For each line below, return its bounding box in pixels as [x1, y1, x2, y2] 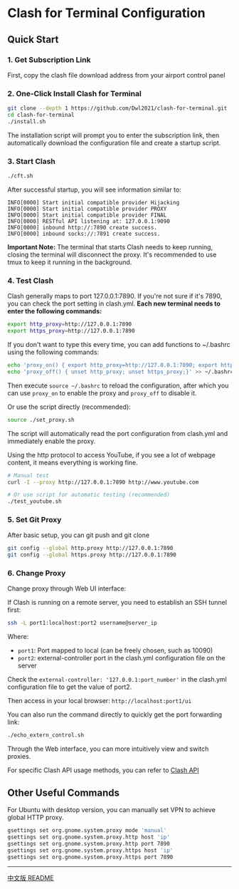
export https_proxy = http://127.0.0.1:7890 [7, 328, 135, 335]
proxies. [7, 752, 31, 761]
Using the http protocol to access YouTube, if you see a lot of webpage [7, 450, 216, 459]
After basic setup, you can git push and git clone [7, 531, 150, 539]
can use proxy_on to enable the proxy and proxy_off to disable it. [7, 388, 197, 397]
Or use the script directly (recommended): [7, 402, 132, 411]
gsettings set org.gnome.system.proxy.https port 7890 [7, 853, 174, 861]
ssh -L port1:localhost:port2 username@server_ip [7, 620, 158, 627]
